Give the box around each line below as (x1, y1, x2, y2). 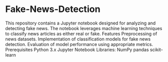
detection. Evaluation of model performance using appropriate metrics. (5, 41, 153, 47)
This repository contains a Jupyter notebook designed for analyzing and (5, 20, 156, 26)
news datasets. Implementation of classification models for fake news (5, 36, 151, 42)
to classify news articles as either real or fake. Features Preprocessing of (5, 30, 157, 36)
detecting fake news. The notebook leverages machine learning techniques (5, 25, 162, 31)
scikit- (150, 46, 163, 52)
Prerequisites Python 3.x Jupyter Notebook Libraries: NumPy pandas (5, 46, 149, 52)
